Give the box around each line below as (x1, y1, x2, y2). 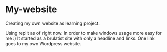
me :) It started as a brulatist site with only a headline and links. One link (5, 35, 155, 41)
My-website (5, 4, 57, 15)
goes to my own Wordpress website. (5, 40, 81, 46)
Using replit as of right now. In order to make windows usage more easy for (5, 30, 162, 36)
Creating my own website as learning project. (5, 20, 100, 26)
